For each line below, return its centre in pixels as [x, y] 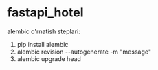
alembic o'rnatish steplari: [44, 31]
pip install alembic [43, 44]
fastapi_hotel [45, 13]
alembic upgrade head [49, 58]
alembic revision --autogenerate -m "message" [84, 52]
